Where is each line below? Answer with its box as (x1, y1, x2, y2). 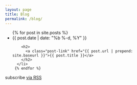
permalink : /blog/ (5, 16, 43, 21)
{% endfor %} (14, 66, 41, 71)
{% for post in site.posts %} (12, 30, 68, 36)
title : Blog (5, 12, 29, 17)
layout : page (5, 7, 32, 12)
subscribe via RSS (5, 75, 42, 81)
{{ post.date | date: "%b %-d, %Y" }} (12, 35, 87, 41)
